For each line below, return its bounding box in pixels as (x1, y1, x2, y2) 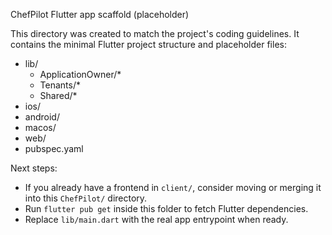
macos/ (24, 122, 57, 133)
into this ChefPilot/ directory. (24, 192, 148, 204)
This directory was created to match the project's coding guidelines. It (10, 28, 300, 39)
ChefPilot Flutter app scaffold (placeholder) (10, 9, 190, 20)
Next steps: (10, 162, 58, 174)
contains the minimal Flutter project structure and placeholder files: (10, 39, 287, 50)
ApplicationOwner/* (39, 69, 122, 80)
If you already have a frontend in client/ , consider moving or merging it (24, 182, 322, 193)
